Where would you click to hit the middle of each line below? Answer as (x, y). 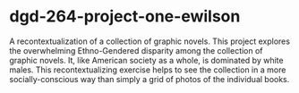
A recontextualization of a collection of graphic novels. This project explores (150, 41)
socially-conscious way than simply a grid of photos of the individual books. (149, 79)
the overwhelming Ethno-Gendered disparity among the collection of (136, 50)
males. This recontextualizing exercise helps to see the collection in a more (148, 70)
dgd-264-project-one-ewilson (125, 17)
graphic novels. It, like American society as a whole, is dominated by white (146, 60)
